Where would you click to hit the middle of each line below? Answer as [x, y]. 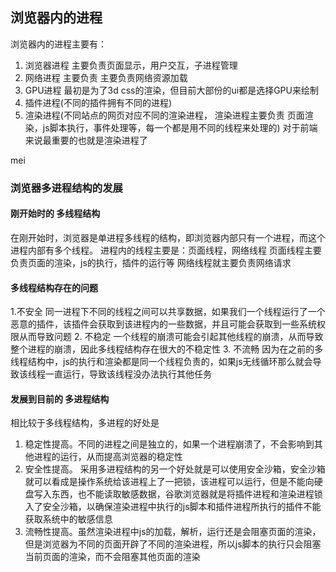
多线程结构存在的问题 [54, 287]
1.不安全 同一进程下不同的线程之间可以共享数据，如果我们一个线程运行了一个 [168, 312]
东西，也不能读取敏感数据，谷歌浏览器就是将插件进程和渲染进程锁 [187, 494]
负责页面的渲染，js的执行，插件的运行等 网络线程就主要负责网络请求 [151, 262]
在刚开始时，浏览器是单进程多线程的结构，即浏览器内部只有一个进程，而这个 [168, 237]
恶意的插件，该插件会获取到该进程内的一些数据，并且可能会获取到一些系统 [163, 324]
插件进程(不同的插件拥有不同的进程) [98, 102]
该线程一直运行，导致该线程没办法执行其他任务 [115, 374]
